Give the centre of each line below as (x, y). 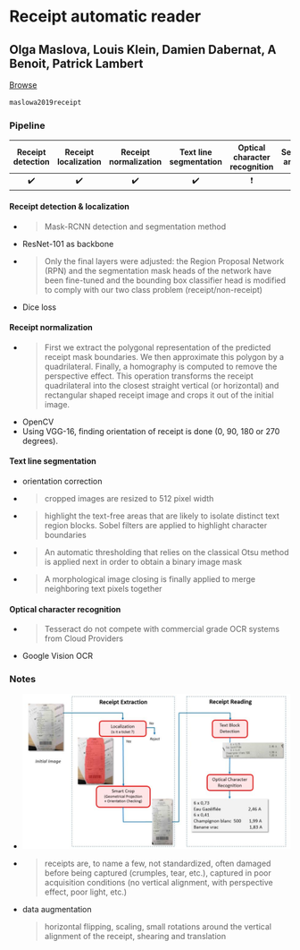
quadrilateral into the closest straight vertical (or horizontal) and (162, 385)
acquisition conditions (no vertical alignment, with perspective (159, 882)
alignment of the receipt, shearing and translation (135, 936)
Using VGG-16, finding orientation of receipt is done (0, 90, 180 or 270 (151, 431)
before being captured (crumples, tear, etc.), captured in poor (158, 873)
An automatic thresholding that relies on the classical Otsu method (167, 552)
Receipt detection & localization (69, 207)
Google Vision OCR (58, 656)
